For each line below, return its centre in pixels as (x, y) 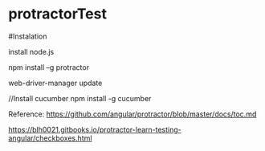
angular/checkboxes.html (50, 138)
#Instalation (28, 36)
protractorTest (57, 14)
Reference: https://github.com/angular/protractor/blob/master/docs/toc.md (132, 114)
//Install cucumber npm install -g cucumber (80, 98)
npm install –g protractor (49, 67)
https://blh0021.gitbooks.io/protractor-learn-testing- (95, 129)
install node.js (31, 51)
